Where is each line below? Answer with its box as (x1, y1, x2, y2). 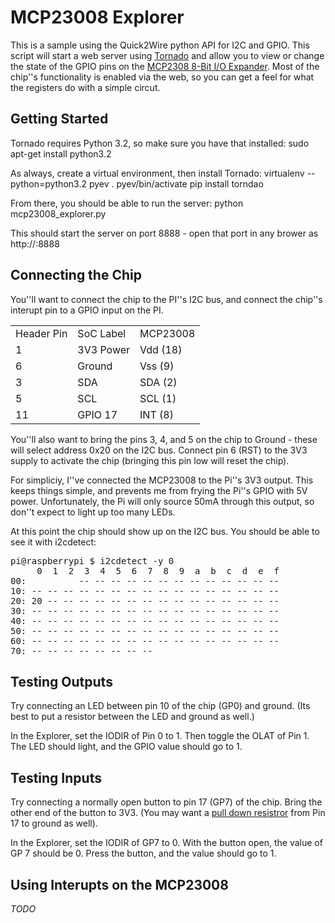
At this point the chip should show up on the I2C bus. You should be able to (10, 525, 320, 537)
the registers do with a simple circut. (10, 81, 161, 93)
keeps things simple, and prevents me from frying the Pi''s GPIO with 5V (10, 484, 308, 496)
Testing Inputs (10, 769, 102, 786)
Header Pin (15, 326, 68, 340)
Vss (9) (139, 359, 175, 373)
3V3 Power (77, 342, 131, 356)
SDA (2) (139, 375, 178, 389)
